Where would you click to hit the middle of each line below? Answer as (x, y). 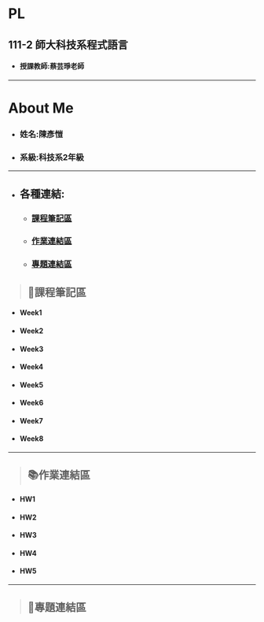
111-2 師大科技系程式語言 (68, 44)
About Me (41, 108)
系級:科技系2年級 (52, 157)
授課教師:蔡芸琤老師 (52, 66)
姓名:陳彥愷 (41, 134)
